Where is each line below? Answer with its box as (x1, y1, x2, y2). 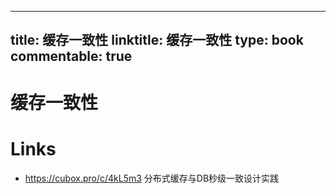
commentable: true (10, 48, 133, 65)
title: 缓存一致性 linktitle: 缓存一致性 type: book (10, 32, 304, 49)
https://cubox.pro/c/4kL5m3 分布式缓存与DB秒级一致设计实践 (24, 172, 280, 184)
